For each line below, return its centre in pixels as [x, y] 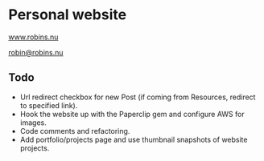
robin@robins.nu [36, 52]
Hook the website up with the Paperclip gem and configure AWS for [132, 114]
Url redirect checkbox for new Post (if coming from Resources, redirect [138, 97]
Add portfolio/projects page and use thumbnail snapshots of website [134, 139]
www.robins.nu [33, 37]
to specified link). [49, 105]
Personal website [68, 15]
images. [33, 123]
